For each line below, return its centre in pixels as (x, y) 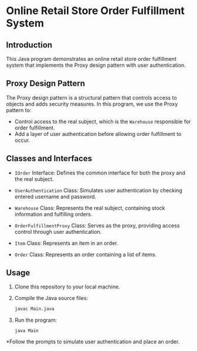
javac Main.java (34, 309)
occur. (22, 140)
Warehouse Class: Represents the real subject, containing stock (90, 208)
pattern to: (19, 110)
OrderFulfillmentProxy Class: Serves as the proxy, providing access (97, 225)
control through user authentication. (58, 231)
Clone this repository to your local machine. (67, 287)
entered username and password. (55, 196)
